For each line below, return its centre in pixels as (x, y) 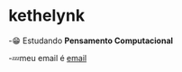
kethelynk (47, 16)
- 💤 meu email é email (48, 58)
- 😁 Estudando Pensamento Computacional (91, 40)
